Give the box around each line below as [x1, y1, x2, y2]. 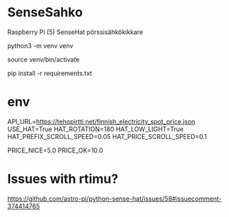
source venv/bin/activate [7, 55, 80, 64]
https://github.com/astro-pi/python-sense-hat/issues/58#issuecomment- [7, 194, 222, 203]
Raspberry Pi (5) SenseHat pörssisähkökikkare [7, 28, 143, 36]
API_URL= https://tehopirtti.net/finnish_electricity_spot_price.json [7, 117, 196, 126]
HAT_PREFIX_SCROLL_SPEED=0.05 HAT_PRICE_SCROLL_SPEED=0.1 [7, 132, 207, 140]
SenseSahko [7, 4, 83, 21]
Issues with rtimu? [7, 171, 118, 187]
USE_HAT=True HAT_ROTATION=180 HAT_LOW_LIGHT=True [7, 125, 184, 133]
